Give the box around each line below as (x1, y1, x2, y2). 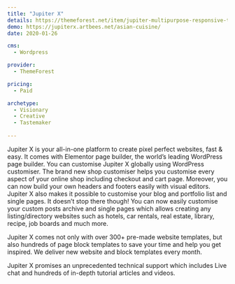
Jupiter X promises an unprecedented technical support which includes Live (7, 261, 227, 269)
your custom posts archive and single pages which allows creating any (7, 204, 211, 213)
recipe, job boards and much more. (7, 219, 108, 227)
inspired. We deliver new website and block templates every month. (7, 248, 203, 256)
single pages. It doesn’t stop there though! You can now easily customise (7, 197, 218, 205)
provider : (7, 62, 36, 69)
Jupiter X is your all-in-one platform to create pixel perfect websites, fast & (7, 145, 222, 153)
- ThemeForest (13, 68, 55, 75)
